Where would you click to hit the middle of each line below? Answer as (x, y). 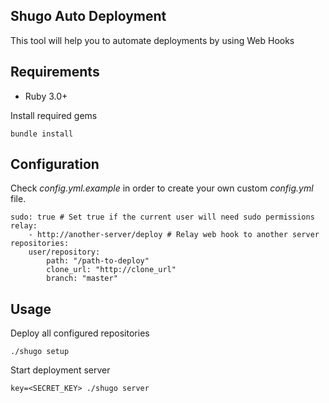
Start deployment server (60, 370)
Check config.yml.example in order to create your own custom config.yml (162, 188)
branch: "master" (82, 279)
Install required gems (54, 115)
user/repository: (64, 252)
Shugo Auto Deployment (88, 16)
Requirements (55, 72)
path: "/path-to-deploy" (98, 261)
